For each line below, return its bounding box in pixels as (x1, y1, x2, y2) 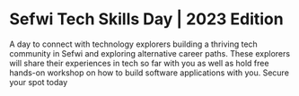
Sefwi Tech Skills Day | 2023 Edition (9, 9, 285, 30)
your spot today (9, 76, 68, 87)
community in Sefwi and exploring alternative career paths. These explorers (9, 48, 290, 58)
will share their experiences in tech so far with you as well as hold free (9, 57, 269, 68)
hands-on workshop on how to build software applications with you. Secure (9, 67, 290, 78)
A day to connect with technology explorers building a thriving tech (9, 39, 258, 49)
